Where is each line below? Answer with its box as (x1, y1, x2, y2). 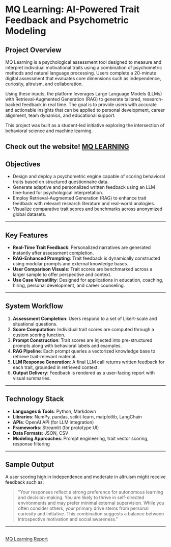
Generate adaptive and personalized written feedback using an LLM (12, 184, 155, 190)
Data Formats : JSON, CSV (12, 430, 69, 436)
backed (5, 102, 21, 108)
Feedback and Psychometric (5, 14, 129, 26)
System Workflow (5, 302, 64, 311)
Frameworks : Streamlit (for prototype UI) (12, 425, 99, 431)
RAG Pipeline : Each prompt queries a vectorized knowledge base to (12, 348, 156, 354)
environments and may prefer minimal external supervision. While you (17, 500, 164, 506)
